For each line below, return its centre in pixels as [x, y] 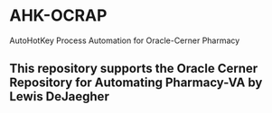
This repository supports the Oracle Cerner [134, 69]
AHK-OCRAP [58, 16]
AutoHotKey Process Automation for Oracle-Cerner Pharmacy [125, 40]
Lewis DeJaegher [60, 96]
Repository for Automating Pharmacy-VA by [136, 83]
